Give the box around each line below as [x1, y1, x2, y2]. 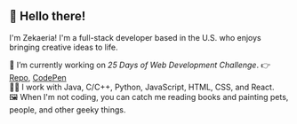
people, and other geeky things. [9, 104, 126, 115]
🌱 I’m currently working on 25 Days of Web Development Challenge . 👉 [9, 59, 271, 70]
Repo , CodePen [9, 72, 67, 82]
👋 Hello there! [9, 9, 86, 24]
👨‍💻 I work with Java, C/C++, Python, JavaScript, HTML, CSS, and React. [9, 81, 275, 92]
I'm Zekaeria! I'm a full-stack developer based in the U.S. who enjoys [9, 32, 261, 43]
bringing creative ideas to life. [9, 42, 118, 52]
